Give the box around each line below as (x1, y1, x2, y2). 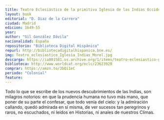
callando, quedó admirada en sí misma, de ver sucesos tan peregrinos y (5, 104, 150, 110)
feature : (5, 75, 23, 80)
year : (5, 30, 16, 35)
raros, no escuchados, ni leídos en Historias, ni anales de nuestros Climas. (5, 109, 155, 115)
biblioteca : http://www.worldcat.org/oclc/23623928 (5, 61, 112, 66)
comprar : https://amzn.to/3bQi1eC (5, 66, 76, 71)
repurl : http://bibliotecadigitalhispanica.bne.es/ (5, 48, 112, 53)
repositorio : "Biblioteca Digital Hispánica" (5, 43, 99, 48)
